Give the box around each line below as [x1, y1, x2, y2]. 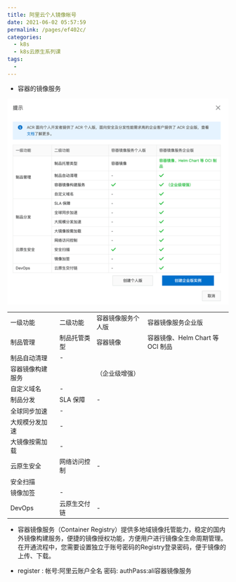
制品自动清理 [10, 353, 48, 362]
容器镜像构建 [10, 364, 48, 373]
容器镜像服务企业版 [147, 318, 204, 326]
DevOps [10, 503, 34, 512]
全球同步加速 [10, 406, 48, 415]
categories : [7, 34, 42, 41]
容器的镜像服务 [17, 84, 61, 93]
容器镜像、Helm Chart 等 [147, 333, 219, 342]
